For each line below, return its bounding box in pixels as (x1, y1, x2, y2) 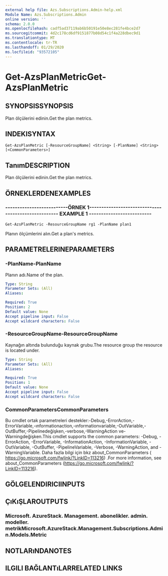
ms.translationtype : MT (5, 36, 55, 41)
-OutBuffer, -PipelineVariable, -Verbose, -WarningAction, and (32, 444, 158, 450)
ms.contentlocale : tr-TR (5, 40, 57, 45)
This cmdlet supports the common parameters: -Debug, (42, 434, 158, 440)
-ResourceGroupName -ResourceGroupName (5, 331, 118, 338)
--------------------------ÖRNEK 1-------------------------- (5, 204, 152, 211)
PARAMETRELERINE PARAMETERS (5, 245, 115, 254)
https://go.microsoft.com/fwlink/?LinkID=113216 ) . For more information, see (5, 455, 162, 461)
